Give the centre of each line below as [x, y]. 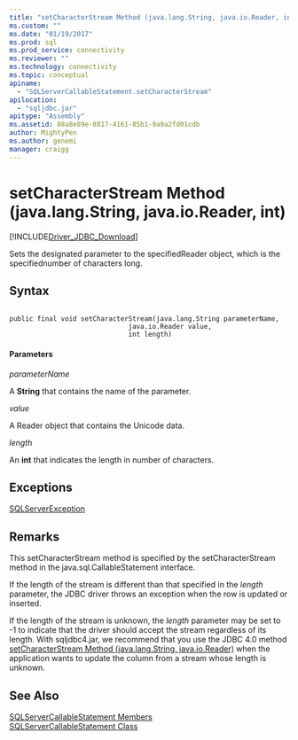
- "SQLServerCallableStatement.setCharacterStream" [115, 91]
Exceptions [41, 487]
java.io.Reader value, [170, 327]
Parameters [31, 354]
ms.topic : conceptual [49, 75]
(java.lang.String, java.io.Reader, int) [148, 211]
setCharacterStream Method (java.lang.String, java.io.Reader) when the [140, 649]
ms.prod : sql [33, 42]
